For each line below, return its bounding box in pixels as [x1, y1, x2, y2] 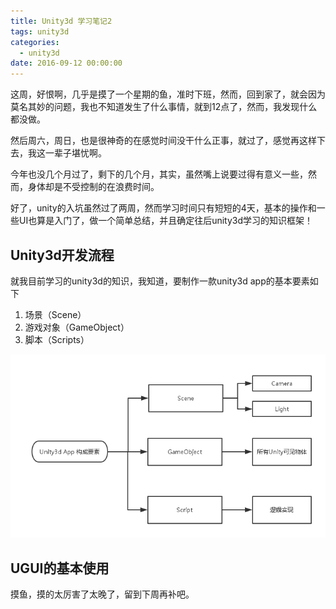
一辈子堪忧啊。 [44, 147, 107, 159]
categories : [10, 37, 60, 47]
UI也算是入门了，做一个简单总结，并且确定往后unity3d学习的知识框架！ [18, 215, 314, 227]
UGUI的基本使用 [10, 560, 110, 577]
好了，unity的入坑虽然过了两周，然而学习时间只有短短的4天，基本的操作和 [10, 202, 317, 214]
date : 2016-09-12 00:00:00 [10, 58, 123, 69]
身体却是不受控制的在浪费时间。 [27, 181, 160, 193]
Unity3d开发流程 [10, 246, 115, 264]
